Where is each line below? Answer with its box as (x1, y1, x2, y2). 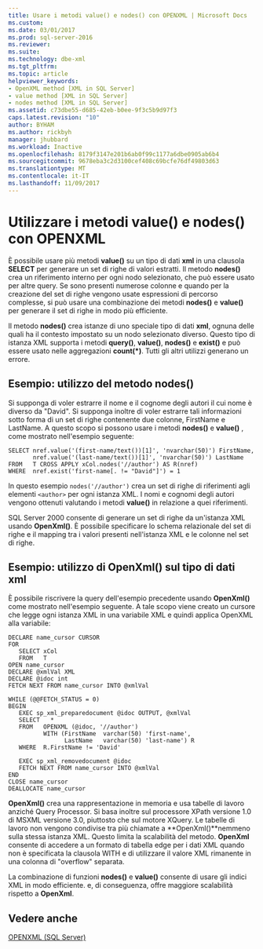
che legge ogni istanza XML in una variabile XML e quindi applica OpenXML (8, 610, 254, 620)
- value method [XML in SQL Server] (8, 92, 128, 100)
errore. (8, 354, 31, 363)
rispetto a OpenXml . (8, 889, 75, 899)
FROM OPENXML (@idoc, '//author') (18, 723, 139, 731)
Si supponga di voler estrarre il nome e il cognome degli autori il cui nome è (8, 398, 253, 407)
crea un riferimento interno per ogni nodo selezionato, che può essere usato (8, 272, 255, 282)
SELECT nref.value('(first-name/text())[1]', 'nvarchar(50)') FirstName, (8, 447, 255, 454)
